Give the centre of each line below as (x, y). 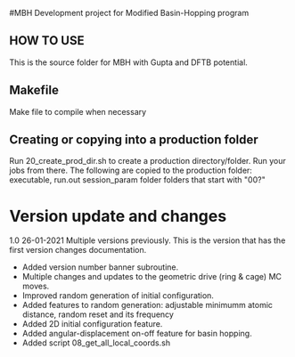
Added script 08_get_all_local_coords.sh (96, 343)
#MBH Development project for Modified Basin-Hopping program (129, 13)
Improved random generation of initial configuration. (118, 296)
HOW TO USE (47, 41)
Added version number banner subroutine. (100, 267)
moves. (36, 286)
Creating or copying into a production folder (134, 140)
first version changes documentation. (78, 250)
